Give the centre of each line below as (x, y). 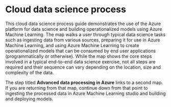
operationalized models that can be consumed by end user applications (81, 51)
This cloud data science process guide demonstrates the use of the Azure (83, 24)
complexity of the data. (30, 72)
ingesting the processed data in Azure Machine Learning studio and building (86, 93)
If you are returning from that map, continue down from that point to (77, 88)
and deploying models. (29, 99)
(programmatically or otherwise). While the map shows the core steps (79, 56)
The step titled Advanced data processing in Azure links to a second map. (84, 82)
